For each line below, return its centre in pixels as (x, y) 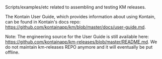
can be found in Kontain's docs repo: (43, 22)
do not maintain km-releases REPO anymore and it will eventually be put (79, 47)
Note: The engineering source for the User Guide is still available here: (77, 37)
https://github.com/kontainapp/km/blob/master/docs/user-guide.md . (76, 27)
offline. (12, 52)
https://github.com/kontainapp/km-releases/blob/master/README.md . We (81, 42)
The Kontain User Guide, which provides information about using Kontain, (80, 16)
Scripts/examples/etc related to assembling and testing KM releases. (76, 7)
